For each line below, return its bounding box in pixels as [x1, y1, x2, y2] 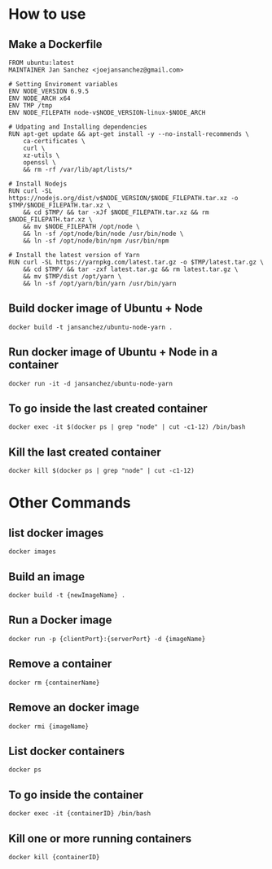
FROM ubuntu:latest [8, 59, 75, 67]
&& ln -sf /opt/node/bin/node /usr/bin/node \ [23, 229, 184, 238]
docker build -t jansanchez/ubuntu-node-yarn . [8, 323, 173, 331]
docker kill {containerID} [8, 853, 100, 861]
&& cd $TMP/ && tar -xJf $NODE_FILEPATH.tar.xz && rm [23, 208, 209, 216]
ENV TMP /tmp [8, 102, 53, 110]
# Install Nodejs [8, 180, 68, 188]
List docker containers [8, 744, 125, 758]
